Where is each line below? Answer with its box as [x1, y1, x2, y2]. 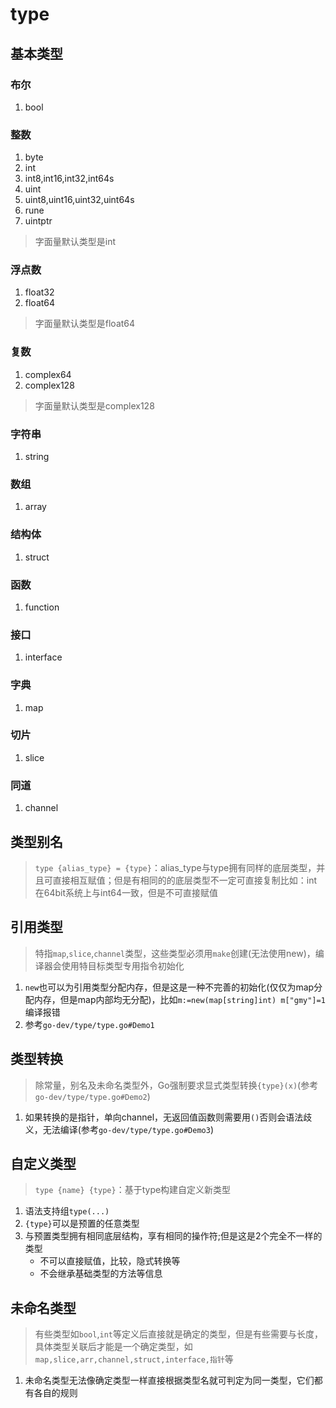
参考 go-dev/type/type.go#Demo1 [24, 1018, 155, 1030]
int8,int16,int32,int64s [24, 173, 115, 185]
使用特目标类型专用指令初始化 [61, 959, 185, 972]
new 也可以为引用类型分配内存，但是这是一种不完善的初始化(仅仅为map [24, 981, 315, 993]
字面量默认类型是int [34, 236, 117, 248]
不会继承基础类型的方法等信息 [39, 1268, 163, 1280]
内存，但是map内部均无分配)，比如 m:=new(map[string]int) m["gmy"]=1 [33, 993, 326, 1005]
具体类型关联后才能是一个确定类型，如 [34, 1341, 193, 1353]
